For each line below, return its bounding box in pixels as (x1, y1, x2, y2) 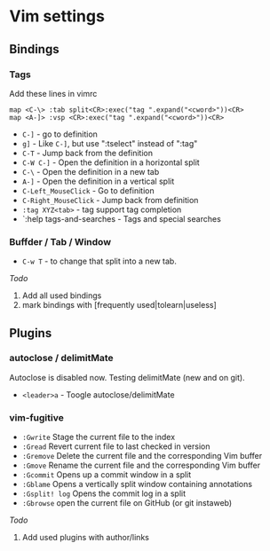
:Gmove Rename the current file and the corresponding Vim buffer (21, 460, 260, 471)
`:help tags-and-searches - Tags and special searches (21, 213, 222, 224)
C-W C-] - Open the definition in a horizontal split (21, 157, 200, 168)
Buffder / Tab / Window (9, 235, 112, 248)
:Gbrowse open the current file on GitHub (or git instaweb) (21, 498, 233, 508)
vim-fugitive (9, 411, 64, 423)
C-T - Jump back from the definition (21, 147, 154, 158)
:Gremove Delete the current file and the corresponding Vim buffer (21, 451, 263, 461)
